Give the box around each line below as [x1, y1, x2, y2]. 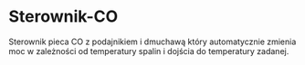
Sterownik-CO [8, 6, 119, 27]
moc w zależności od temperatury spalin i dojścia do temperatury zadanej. [8, 45, 289, 56]
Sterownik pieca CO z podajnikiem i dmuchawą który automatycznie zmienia [8, 36, 297, 47]
